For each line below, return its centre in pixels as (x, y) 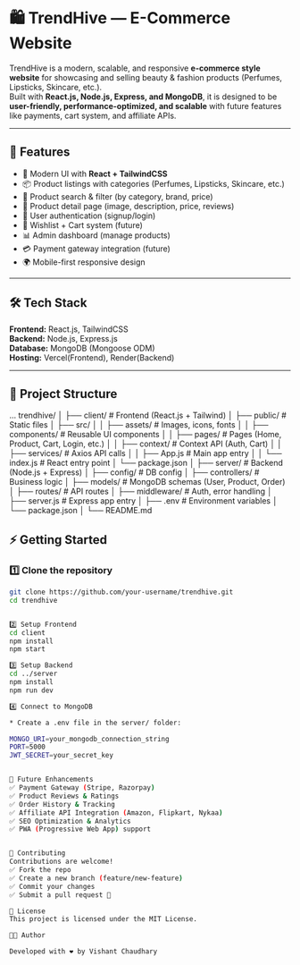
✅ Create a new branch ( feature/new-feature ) (96, 878)
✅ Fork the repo (40, 870)
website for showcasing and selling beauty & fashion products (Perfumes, (146, 77)
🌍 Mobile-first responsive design (83, 262)
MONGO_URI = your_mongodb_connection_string (89, 739)
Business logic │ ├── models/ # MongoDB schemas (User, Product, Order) (147, 482)
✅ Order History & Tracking (62, 804)
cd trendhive (33, 600)
